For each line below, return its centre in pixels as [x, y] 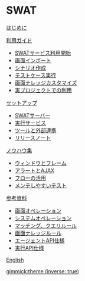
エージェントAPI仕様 [40, 240]
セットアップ [22, 102]
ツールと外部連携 [35, 130]
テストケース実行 [35, 75]
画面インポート [33, 60]
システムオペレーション [43, 218]
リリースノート [33, 138]
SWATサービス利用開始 [43, 53]
